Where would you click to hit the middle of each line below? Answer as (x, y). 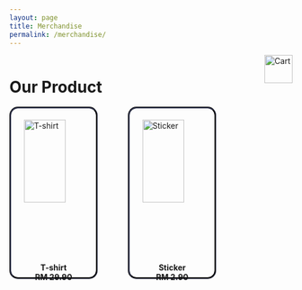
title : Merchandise (46, 26)
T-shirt (53, 267)
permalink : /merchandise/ (58, 34)
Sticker (172, 267)
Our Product (56, 87)
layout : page (34, 18)
